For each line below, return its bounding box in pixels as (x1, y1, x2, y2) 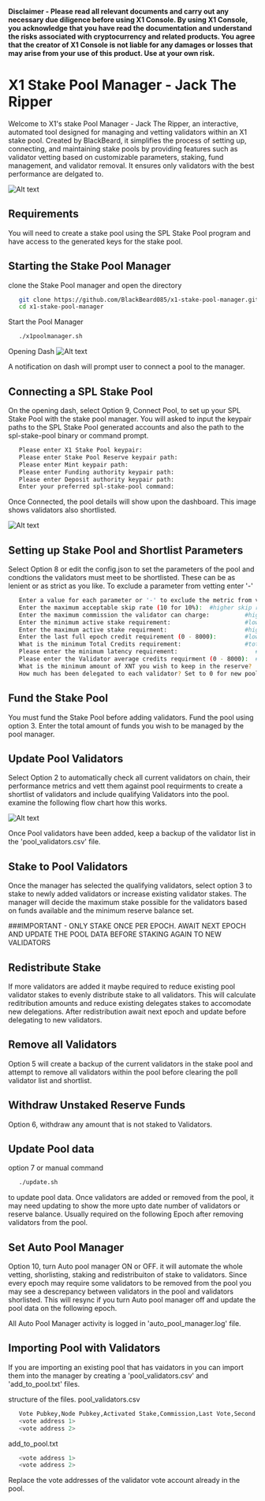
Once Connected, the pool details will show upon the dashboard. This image (8, 497, 256, 507)
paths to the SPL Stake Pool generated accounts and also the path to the (8, 423, 244, 432)
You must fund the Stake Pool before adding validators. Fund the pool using (8, 713, 254, 722)
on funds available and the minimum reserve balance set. (8, 906, 195, 915)
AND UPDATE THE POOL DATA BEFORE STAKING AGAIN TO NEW (8, 929, 222, 939)
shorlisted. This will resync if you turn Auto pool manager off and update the (8, 1295, 256, 1305)
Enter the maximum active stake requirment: (18, 626, 168, 634)
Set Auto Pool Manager (8, 1241, 125, 1254)
